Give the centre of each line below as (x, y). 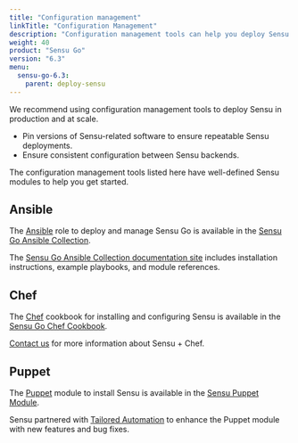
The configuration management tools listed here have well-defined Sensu (144, 172)
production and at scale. (54, 119)
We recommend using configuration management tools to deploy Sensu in (146, 109)
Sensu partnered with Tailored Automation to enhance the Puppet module (145, 420)
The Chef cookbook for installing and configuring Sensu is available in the (145, 316)
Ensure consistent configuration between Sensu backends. (130, 155)
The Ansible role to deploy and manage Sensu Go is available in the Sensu (146, 231)
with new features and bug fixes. (70, 430)
